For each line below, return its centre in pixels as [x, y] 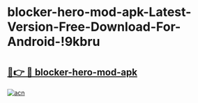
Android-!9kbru [54, 42]
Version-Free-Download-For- [94, 27]
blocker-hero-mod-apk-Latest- [99, 12]
